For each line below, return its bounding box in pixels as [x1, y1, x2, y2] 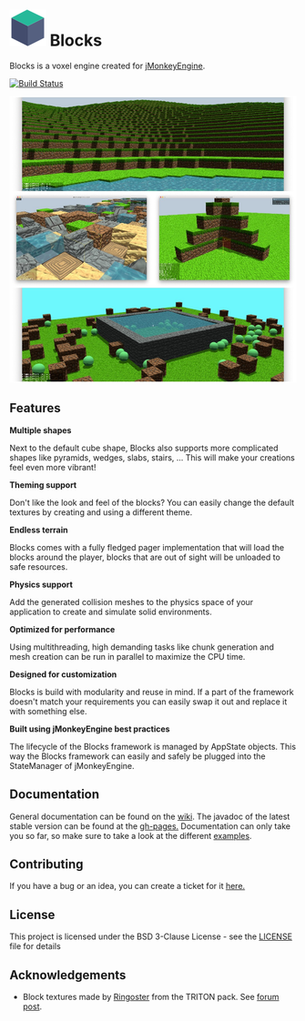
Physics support [9, 579, 73, 590]
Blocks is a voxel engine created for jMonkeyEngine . [9, 60, 206, 71]
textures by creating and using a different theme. [9, 506, 193, 518]
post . [22, 1001, 43, 1012]
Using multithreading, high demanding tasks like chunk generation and [9, 642, 275, 652]
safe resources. [9, 561, 68, 572]
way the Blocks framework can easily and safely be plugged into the [9, 751, 266, 762]
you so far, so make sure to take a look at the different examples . [9, 830, 252, 841]
